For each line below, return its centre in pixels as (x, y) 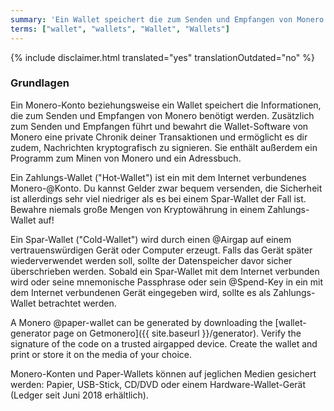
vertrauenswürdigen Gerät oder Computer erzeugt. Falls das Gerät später (161, 250)
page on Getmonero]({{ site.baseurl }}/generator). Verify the (177, 333)
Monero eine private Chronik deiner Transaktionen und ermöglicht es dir (159, 137)
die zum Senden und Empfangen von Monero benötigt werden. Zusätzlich (162, 115)
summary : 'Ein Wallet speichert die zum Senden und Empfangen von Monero (167, 19)
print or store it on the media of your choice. (101, 354)
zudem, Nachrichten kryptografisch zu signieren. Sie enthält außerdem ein (164, 147)
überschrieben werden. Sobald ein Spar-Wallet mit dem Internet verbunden (165, 271)
